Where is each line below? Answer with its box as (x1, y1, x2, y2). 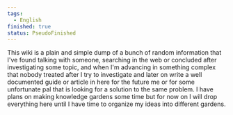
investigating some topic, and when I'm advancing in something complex (7, 63, 216, 71)
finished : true (7, 23, 51, 30)
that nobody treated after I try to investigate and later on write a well (7, 71, 202, 79)
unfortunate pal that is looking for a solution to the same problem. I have (7, 85, 214, 94)
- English (13, 17, 42, 24)
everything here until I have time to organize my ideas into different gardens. (7, 100, 226, 108)
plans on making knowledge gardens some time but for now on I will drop (7, 93, 218, 101)
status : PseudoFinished (7, 29, 77, 37)
